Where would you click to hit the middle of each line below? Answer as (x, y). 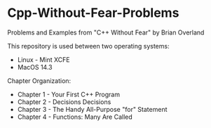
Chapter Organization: (39, 81)
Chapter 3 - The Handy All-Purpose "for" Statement (92, 109)
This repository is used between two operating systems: (88, 46)
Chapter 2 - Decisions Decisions (64, 102)
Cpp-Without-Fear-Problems (93, 13)
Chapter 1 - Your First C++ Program (69, 94)
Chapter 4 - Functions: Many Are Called (75, 117)
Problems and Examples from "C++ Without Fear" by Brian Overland (106, 32)
